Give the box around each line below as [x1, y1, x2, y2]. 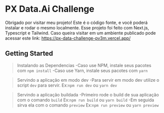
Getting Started [5, 49, 53, 58]
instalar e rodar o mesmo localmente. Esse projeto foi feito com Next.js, [5, 24, 149, 30]
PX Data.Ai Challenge [5, 3, 94, 15]
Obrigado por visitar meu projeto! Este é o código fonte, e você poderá [5, 20, 148, 25]
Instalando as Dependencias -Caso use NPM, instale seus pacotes [17, 62, 152, 68]
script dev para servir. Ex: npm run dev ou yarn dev [17, 82, 117, 88]
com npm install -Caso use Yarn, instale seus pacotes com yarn [17, 68, 148, 73]
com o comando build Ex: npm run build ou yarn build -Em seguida [17, 97, 154, 103]
